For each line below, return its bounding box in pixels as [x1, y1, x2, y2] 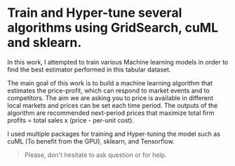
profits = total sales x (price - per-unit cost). [7, 116, 135, 124]
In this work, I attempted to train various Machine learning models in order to [7, 57, 229, 66]
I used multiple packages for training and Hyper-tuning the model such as [7, 130, 221, 138]
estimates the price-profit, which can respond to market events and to [7, 86, 210, 95]
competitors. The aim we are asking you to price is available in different [7, 93, 214, 102]
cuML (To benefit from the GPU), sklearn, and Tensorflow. [7, 137, 175, 145]
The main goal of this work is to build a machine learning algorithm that [7, 78, 213, 87]
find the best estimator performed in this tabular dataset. [7, 65, 171, 74]
